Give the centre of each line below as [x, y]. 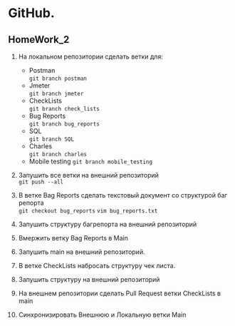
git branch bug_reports [64, 124]
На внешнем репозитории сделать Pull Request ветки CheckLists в [120, 293]
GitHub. [32, 13]
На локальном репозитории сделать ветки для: [90, 56]
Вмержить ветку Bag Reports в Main [73, 238]
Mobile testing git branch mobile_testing [90, 161]
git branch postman [58, 78]
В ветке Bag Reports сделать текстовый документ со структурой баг [123, 195]
